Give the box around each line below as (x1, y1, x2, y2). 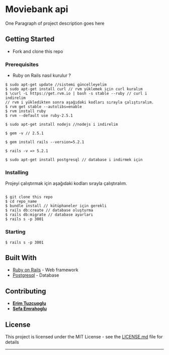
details (5, 339, 19, 345)
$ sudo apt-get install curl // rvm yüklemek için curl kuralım (5, 87, 143, 92)
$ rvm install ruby (5, 109, 46, 114)
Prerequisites (5, 61, 39, 68)
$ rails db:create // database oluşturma (5, 208, 94, 213)
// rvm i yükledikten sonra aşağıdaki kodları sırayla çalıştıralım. (5, 100, 154, 105)
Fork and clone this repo (12, 48, 63, 54)
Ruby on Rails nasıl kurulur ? (12, 72, 71, 79)
